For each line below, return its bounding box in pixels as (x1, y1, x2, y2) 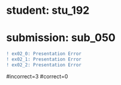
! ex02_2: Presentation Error (6, 62, 82, 68)
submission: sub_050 (6, 31, 116, 45)
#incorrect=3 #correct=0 (6, 72, 68, 80)
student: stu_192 (6, 4, 90, 17)
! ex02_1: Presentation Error (6, 56, 82, 62)
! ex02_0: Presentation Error (6, 51, 82, 57)
